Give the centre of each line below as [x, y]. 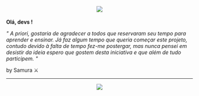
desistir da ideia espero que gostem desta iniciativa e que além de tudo [94, 52]
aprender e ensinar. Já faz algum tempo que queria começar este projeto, [97, 40]
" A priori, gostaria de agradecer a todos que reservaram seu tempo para [96, 33]
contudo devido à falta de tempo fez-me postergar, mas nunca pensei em [97, 46]
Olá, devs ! [20, 22]
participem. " [22, 58]
